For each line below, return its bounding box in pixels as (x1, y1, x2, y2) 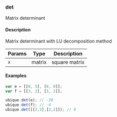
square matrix (51, 58, 85, 65)
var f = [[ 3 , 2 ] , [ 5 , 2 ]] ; (5, 89, 63, 94)
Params (8, 50, 27, 57)
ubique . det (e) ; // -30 (5, 98, 53, 103)
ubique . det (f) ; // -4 (5, 102, 51, 107)
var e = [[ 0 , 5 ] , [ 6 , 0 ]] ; (5, 84, 63, 89)
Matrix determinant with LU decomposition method (5, 38, 112, 44)
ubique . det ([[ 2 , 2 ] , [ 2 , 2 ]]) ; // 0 (5, 107, 76, 112)
